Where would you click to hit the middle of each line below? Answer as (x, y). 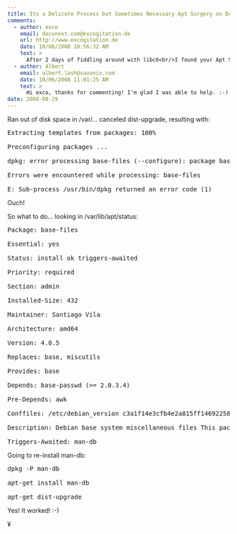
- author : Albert (39, 66)
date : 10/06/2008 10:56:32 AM (65, 47)
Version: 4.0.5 (34, 343)
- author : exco (36, 27)
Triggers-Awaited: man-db (52, 442)
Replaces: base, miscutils (54, 357)
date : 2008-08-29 (33, 100)
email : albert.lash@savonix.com (67, 73)
